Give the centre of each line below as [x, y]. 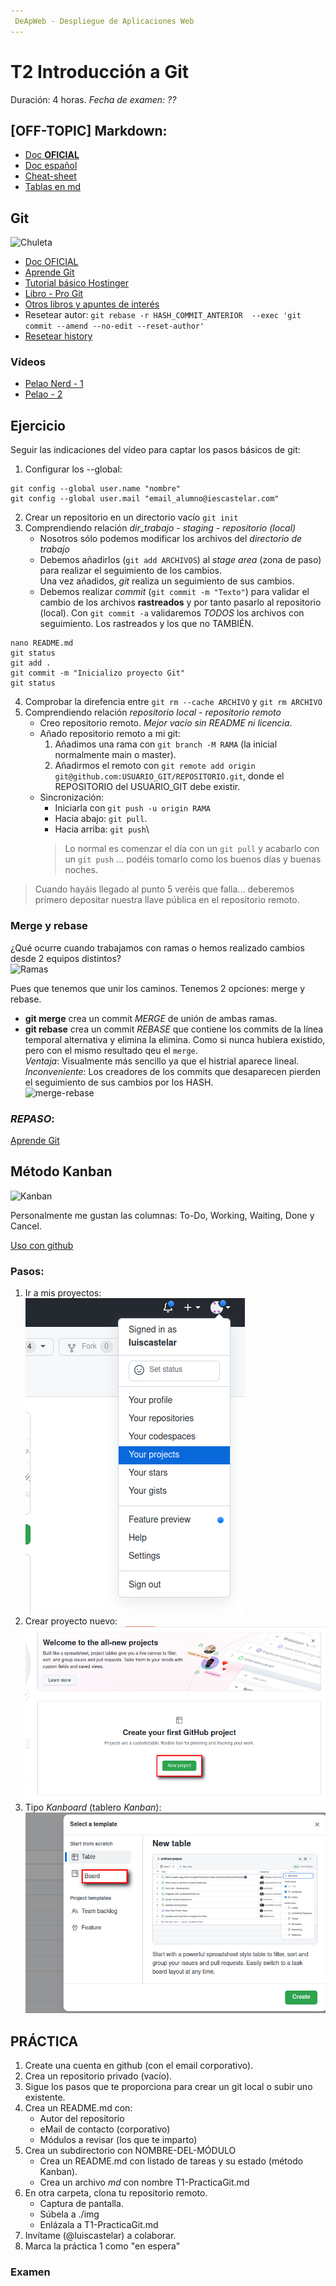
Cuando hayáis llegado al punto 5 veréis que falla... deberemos [164, 889]
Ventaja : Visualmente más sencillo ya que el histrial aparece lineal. [162, 1061]
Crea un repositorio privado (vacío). [98, 2076]
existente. [45, 2097]
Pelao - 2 [43, 394]
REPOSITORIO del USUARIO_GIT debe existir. [147, 787]
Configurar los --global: [73, 469]
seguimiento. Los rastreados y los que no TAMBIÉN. [147, 624]
